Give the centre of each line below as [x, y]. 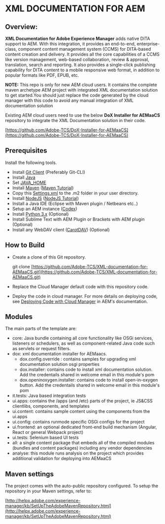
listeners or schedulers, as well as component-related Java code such [83, 343]
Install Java [24, 177]
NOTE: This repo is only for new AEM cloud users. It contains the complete [81, 85]
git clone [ [22, 266]
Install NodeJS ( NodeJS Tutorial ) [46, 198]
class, [11, 49]
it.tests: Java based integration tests [49, 396]
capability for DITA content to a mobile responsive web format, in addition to [82, 70]
